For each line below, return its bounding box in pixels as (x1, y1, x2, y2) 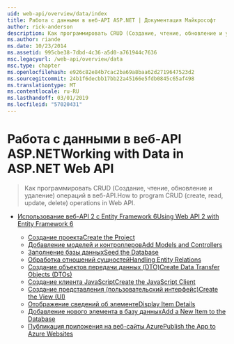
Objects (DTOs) (27, 270, 72, 278)
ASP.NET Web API (7, 161, 114, 177)
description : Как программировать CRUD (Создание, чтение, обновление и (7, 29, 223, 37)
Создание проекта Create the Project (27, 233, 135, 241)
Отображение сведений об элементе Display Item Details (27, 299, 196, 308)
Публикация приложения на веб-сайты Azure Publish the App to (27, 322, 216, 330)
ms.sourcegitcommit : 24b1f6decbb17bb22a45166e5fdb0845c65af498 (7, 75, 195, 82)
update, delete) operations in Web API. (24, 198, 136, 207)
